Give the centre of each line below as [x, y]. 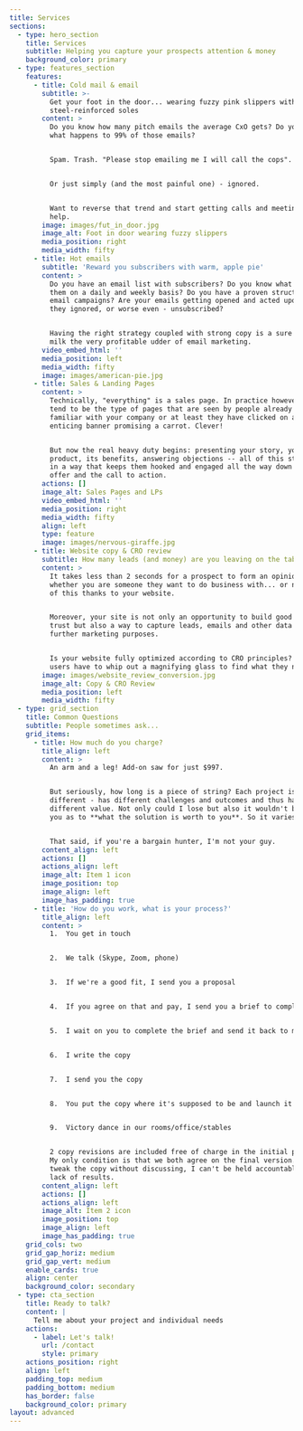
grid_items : [48, 734]
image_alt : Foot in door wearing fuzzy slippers [135, 233]
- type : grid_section [58, 709]
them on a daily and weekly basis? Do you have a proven [159, 292]
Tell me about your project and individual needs [128, 1320]
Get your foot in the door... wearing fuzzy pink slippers [163, 102]
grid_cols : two [54, 1245]
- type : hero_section [58, 34]
